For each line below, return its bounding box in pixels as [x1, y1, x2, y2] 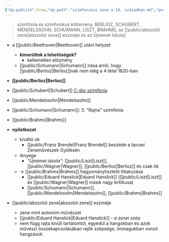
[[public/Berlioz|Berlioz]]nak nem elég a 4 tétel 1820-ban [19, 68, 138, 74]
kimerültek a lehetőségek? [19, 52, 77, 58]
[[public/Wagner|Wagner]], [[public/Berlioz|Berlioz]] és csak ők [27, 163, 159, 169]
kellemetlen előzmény [27, 57, 73, 63]
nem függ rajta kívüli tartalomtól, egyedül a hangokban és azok [19, 220, 151, 226]
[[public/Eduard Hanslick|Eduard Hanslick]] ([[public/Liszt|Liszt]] [27, 174, 162, 180]
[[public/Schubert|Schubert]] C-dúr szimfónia [12, 87, 107, 93]
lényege [19, 152, 36, 158]
